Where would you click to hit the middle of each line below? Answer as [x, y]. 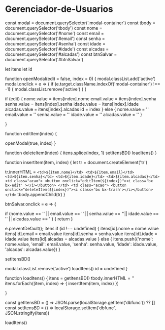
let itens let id [19, 69]
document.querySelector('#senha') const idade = [55, 43]
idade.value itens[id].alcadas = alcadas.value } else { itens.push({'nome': [79, 239]
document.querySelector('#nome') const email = [55, 33]
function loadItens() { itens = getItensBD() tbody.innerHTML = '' [70, 278]
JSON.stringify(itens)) [27, 313]
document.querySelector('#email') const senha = [55, 39]
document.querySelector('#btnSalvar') [44, 59]
